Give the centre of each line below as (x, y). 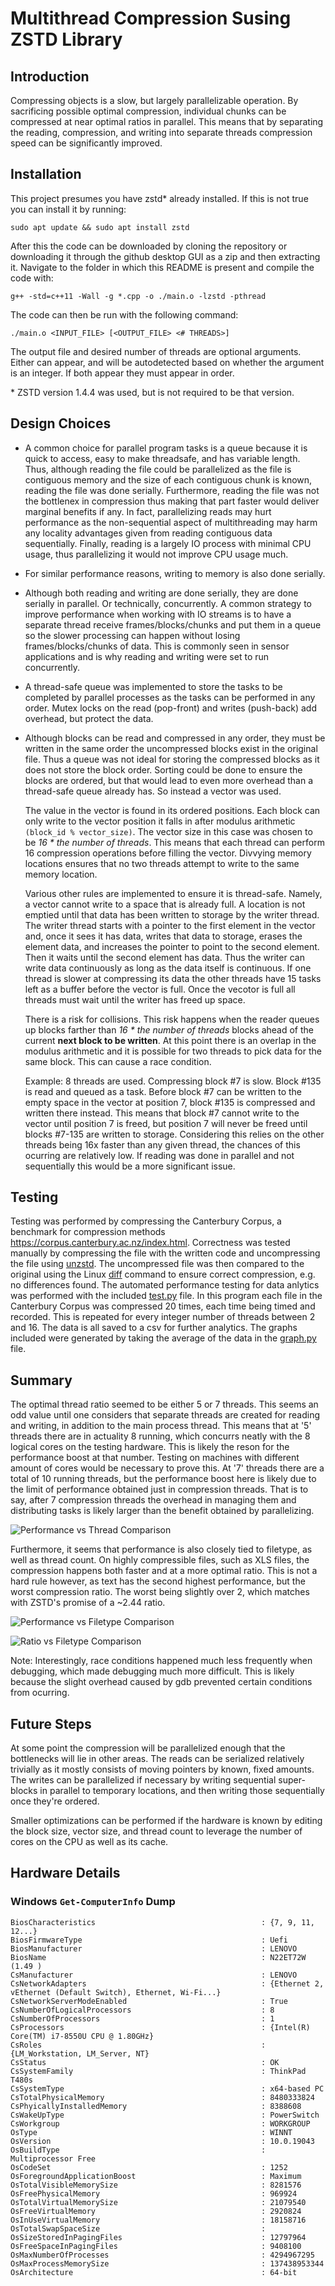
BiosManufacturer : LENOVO (154, 1948)
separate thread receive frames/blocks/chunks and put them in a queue (173, 624)
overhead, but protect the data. (89, 718)
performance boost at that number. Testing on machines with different (155, 1458)
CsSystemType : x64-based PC (167, 2088)
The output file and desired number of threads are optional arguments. (156, 351)
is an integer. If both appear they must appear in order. (122, 373)
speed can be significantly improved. (86, 143)
